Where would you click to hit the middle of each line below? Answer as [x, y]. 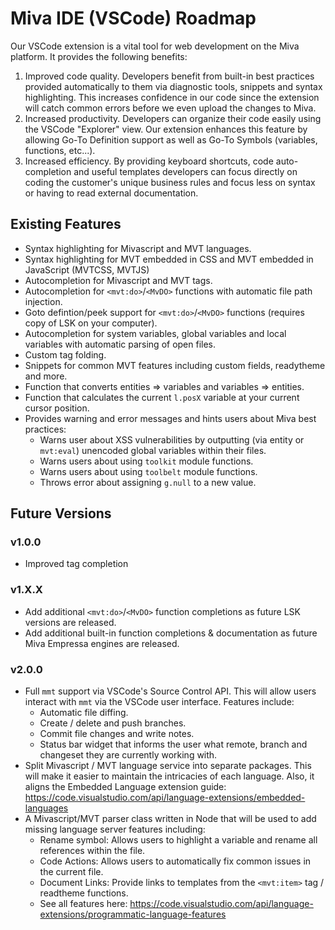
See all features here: [83, 904]
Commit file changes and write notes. [117, 734]
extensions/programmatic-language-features [133, 914]
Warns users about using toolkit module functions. [146, 461]
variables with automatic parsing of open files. [120, 344]
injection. [43, 301]
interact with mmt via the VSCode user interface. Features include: [159, 702]
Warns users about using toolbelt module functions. [148, 471]
